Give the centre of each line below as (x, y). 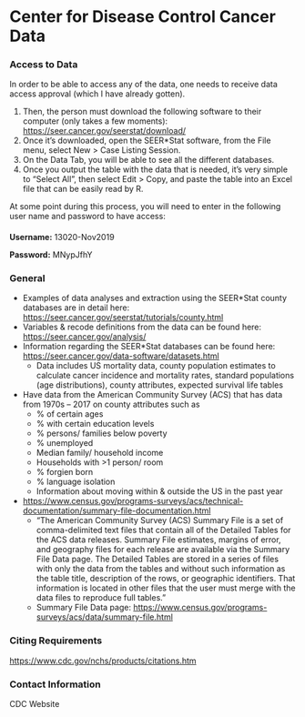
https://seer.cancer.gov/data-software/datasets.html (121, 356)
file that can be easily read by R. (83, 189)
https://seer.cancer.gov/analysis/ (84, 337)
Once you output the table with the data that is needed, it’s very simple (155, 169)
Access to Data (44, 65)
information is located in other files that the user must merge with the (166, 588)
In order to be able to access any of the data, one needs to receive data (143, 85)
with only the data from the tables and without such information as (161, 569)
